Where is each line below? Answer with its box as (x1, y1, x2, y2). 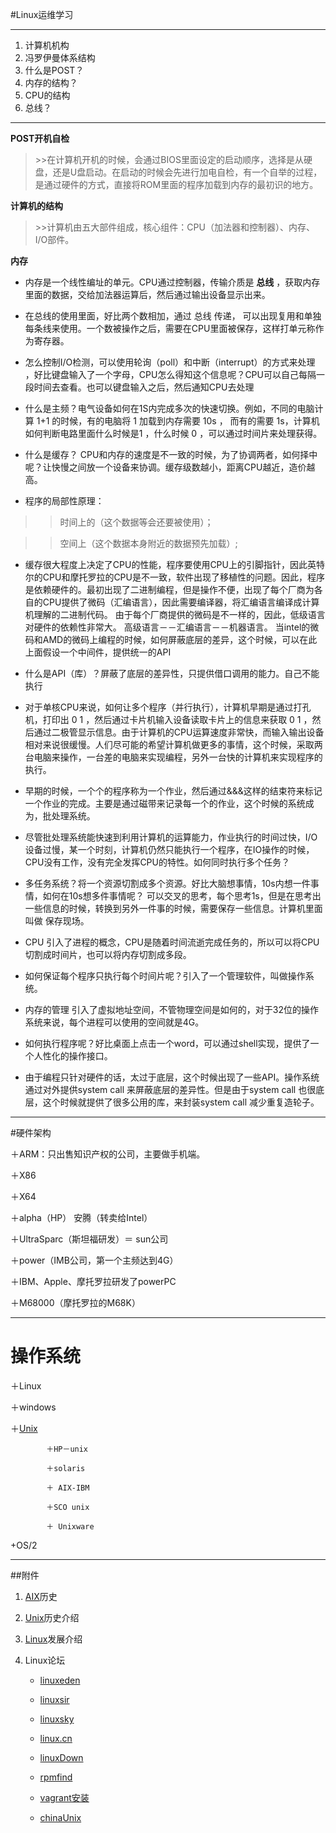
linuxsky (39, 1713, 75, 1725)
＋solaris (46, 1463, 86, 1473)
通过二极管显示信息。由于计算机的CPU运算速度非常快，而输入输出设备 (33, 726, 325, 738)
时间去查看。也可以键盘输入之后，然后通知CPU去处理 (33, 381, 255, 393)
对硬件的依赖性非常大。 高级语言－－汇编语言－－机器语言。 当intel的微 (24, 621, 320, 633)
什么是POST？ (24, 64, 85, 76)
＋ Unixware (46, 1521, 95, 1532)
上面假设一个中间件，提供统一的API (24, 646, 172, 658)
